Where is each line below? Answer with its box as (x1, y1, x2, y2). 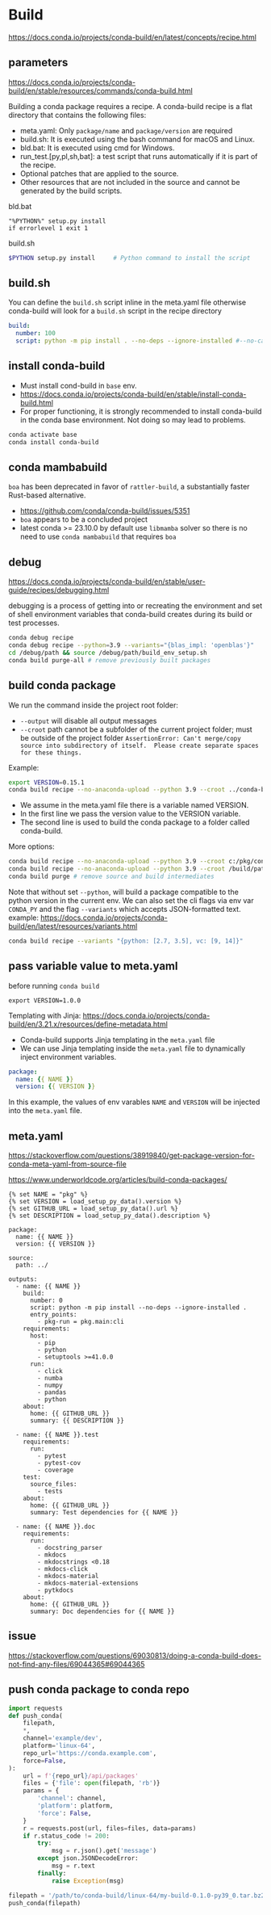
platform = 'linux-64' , (23, 1742, 95, 1750)
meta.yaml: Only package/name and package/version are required (19, 125, 233, 135)
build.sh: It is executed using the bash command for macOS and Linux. (19, 134, 256, 144)
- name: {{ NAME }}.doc (15, 1522, 95, 1531)
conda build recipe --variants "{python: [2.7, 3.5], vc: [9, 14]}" (8, 937, 244, 945)
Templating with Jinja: (8, 1010, 81, 1020)
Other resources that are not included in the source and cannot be (19, 177, 240, 187)
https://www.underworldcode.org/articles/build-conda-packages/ (8, 1175, 227, 1185)
